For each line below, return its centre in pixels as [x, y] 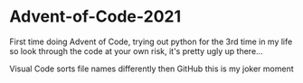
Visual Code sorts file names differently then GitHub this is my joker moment [151, 69]
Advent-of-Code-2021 [95, 17]
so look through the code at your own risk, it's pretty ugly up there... [137, 51]
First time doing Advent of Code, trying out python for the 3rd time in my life [151, 41]
